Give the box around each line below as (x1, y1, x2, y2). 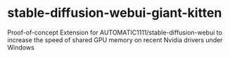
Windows (7, 43, 35, 51)
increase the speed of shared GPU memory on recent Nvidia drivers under (7, 35, 223, 44)
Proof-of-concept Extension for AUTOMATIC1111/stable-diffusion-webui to (7, 28, 223, 37)
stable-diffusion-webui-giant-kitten (7, 5, 222, 21)
